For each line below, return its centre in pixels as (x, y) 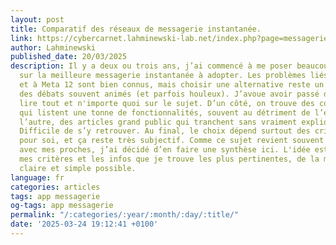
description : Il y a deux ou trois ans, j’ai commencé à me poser (151, 66)
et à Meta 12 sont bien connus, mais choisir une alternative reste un (172, 85)
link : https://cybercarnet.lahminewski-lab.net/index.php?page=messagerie (169, 38)
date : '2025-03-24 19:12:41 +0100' (84, 224)
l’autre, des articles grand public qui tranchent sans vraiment (158, 122)
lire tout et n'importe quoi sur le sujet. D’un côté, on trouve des (167, 103)
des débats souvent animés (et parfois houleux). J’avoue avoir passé (169, 94)
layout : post (37, 19)
